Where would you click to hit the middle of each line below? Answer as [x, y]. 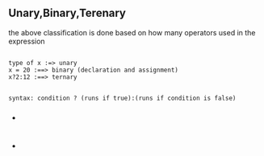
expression [27, 41]
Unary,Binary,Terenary [67, 13]
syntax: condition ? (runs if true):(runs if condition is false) [122, 98]
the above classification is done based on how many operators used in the [132, 32]
